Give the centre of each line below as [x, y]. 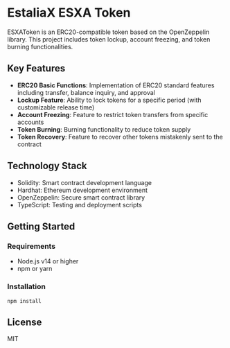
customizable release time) [56, 107]
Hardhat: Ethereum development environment [82, 190]
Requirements [32, 246]
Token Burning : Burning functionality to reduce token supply [104, 129]
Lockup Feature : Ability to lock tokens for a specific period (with [109, 100]
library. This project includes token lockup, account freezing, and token [109, 39]
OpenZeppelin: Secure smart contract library [81, 197]
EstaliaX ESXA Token [69, 13]
